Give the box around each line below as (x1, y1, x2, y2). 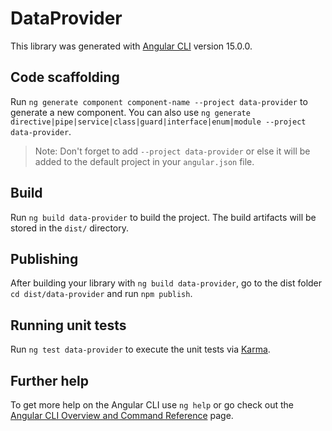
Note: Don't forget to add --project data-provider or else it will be (34, 145, 311, 157)
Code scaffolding (10, 69, 120, 86)
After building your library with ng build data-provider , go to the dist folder (10, 277, 323, 289)
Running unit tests (10, 317, 127, 334)
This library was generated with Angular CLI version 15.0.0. (10, 40, 253, 52)
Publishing (10, 250, 79, 267)
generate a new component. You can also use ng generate (10, 106, 251, 118)
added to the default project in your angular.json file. (34, 155, 255, 167)
